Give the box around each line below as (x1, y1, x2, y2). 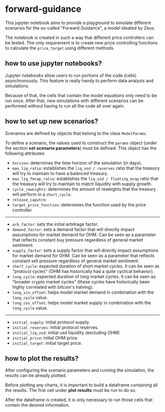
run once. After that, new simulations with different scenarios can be (5, 98, 144, 103)
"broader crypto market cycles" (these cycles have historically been (12, 278, 150, 284)
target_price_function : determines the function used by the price (12, 202, 146, 207)
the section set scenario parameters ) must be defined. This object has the (5, 145, 157, 151)
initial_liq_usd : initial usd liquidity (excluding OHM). (12, 329, 121, 336)
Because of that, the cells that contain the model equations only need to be (5, 92, 157, 98)
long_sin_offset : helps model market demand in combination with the (12, 289, 154, 295)
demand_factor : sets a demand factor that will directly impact (12, 226, 135, 232)
